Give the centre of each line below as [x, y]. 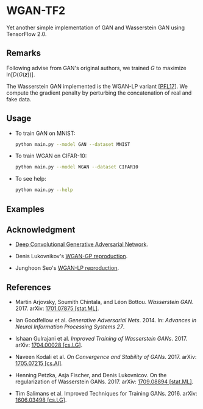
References [29, 287]
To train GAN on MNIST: [45, 133]
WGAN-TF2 [36, 11]
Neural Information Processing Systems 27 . [70, 327]
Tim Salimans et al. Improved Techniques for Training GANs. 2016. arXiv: [106, 394]
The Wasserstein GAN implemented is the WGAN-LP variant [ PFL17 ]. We [97, 86]
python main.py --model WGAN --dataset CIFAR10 [77, 167]
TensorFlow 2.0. [27, 34]
